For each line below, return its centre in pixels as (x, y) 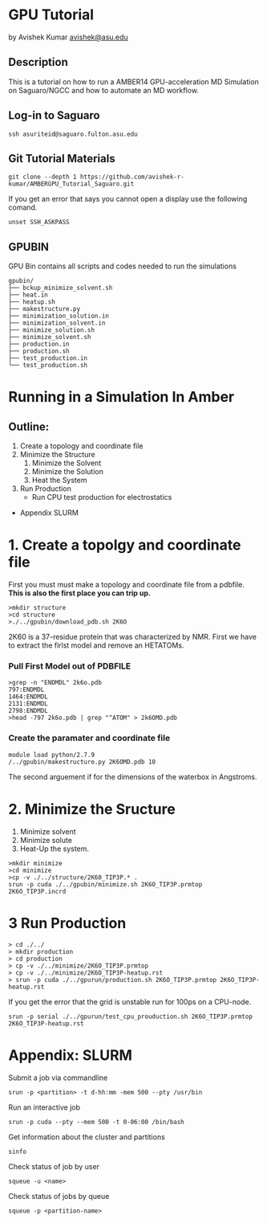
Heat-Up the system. (55, 849)
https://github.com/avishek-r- (132, 177)
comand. (23, 207)
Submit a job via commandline (58, 1078)
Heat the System (59, 481)
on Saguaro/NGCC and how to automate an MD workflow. (103, 90)
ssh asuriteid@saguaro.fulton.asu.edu (73, 134)
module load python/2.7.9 (51, 755)
